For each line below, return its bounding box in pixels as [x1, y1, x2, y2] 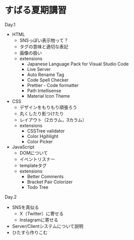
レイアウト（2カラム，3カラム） [19, 117, 87, 123]
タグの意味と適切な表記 [19, 43, 69, 49]
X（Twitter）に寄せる [19, 210, 64, 216]
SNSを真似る [12, 204, 39, 210]
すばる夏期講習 [5, 5, 67, 16]
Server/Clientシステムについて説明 [12, 223, 84, 229]
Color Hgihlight [27, 133, 58, 139]
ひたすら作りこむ [12, 229, 48, 235]
